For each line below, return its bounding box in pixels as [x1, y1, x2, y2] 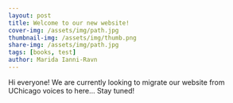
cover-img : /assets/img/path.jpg [8, 26, 119, 34]
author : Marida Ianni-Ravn [8, 56, 98, 64]
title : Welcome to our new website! [8, 19, 130, 27]
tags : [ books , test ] [8, 48, 77, 56]
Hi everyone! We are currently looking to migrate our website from [8, 77, 225, 87]
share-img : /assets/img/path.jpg [8, 41, 119, 49]
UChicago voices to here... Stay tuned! [8, 86, 135, 95]
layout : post [8, 11, 52, 20]
